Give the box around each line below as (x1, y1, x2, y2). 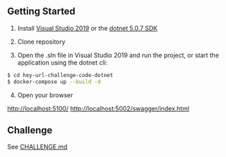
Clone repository (17, 38, 66, 46)
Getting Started (7, 6, 76, 17)
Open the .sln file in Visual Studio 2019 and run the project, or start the (17, 51, 219, 59)
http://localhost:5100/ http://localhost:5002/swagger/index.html (7, 104, 190, 113)
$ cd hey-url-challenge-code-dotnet (7, 72, 113, 78)
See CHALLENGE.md (7, 142, 68, 151)
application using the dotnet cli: (17, 58, 108, 67)
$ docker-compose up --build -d (7, 78, 101, 85)
